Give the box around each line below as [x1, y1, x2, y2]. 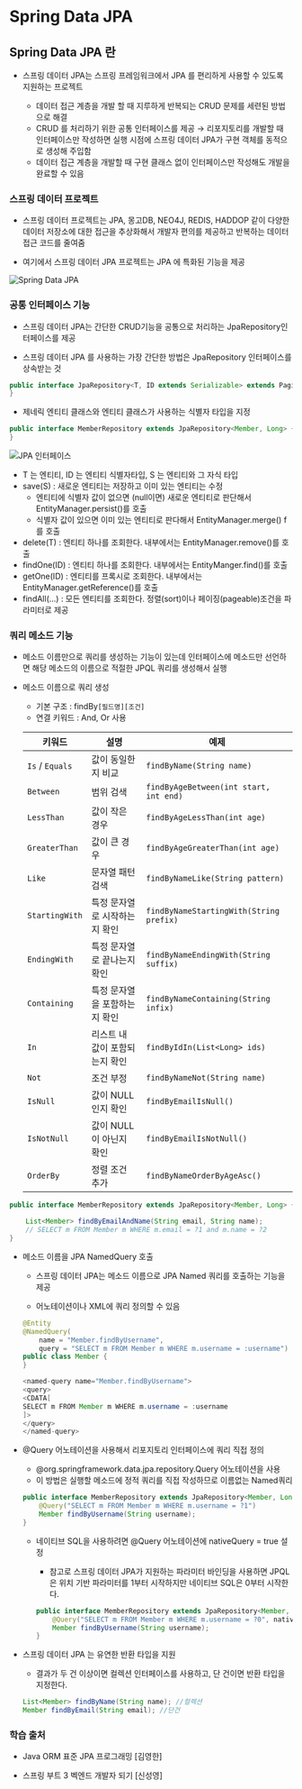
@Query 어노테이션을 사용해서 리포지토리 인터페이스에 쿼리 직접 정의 [22, 1445, 265, 1456]
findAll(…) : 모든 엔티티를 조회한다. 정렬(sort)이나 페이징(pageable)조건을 [22, 593, 282, 605]
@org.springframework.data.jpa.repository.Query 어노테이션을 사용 [35, 1464, 281, 1474]
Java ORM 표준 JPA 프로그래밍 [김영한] [22, 1751, 163, 1762]
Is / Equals [26, 760, 73, 772]
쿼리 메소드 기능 [9, 629, 74, 642]
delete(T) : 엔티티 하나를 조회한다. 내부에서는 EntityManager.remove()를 [22, 537, 280, 548]
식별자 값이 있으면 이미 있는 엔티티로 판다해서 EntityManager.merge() [35, 515, 282, 525]
